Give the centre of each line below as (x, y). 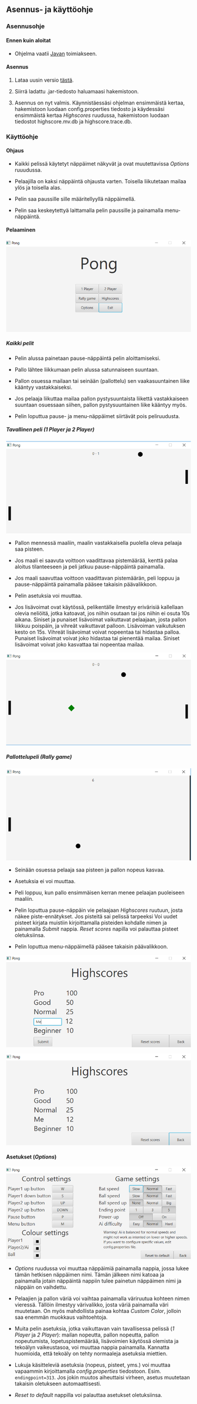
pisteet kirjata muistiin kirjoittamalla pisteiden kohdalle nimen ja (91, 923)
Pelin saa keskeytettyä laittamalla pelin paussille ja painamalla (89, 210)
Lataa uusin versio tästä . (44, 80)
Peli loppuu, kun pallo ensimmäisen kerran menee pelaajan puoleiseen (99, 893)
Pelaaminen (21, 230)
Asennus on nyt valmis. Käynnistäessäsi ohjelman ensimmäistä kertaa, (99, 103)
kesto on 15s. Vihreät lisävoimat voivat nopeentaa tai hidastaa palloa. (97, 632)
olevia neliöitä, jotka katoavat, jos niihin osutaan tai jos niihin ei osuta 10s (102, 614)
